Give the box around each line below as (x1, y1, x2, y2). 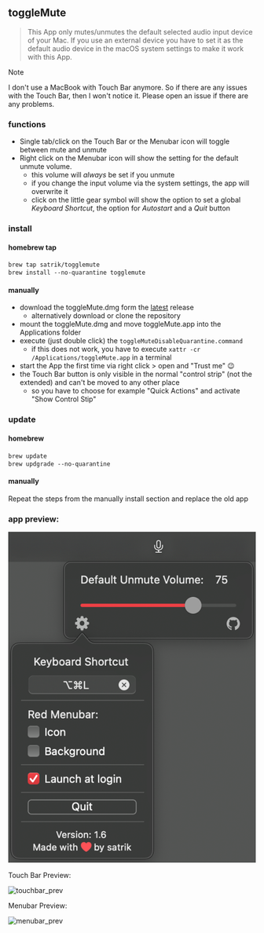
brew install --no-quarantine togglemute (8, 269, 146, 277)
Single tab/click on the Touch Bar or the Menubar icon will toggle (19, 137, 230, 146)
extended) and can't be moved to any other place (19, 378, 180, 387)
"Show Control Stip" (31, 394, 97, 404)
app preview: (8, 514, 60, 525)
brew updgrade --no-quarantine (8, 459, 111, 468)
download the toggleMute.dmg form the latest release (19, 302, 194, 313)
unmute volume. (19, 162, 72, 171)
